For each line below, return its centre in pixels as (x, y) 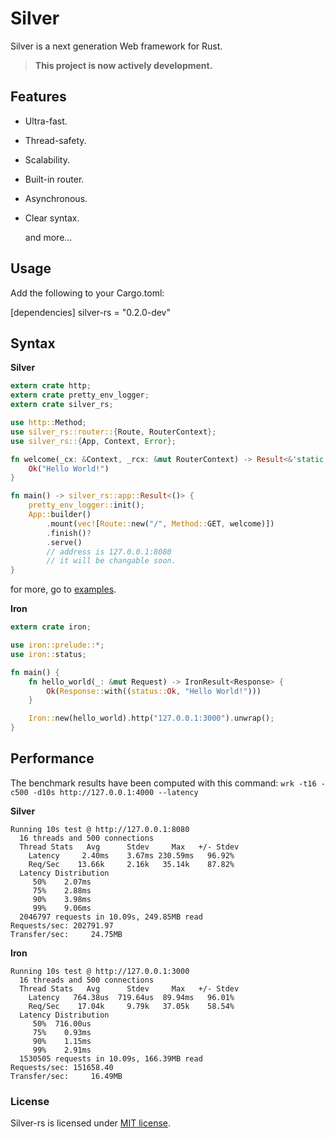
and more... (48, 237)
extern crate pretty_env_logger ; (80, 395)
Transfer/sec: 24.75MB (66, 934)
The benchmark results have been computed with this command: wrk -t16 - (168, 783)
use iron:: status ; (48, 654)
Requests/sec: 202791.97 (62, 925)
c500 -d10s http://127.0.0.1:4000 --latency (104, 792)
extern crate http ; (51, 386)
